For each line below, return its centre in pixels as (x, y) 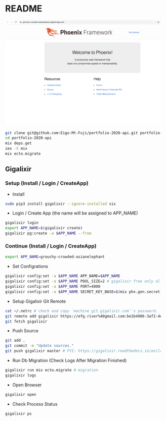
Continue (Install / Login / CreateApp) (51, 246)
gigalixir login (22, 223)
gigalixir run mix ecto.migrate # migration (52, 370)
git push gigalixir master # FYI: (41, 351)
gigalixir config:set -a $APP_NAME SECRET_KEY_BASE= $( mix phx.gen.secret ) (84, 292)
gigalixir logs (21, 375)
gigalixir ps (19, 414)
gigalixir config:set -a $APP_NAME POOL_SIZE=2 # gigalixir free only (79, 281)
